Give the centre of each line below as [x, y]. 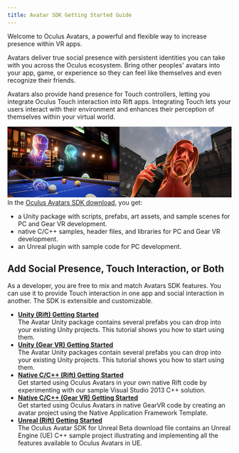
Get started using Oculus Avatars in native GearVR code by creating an [121, 405]
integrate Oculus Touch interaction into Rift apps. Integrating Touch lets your [119, 101]
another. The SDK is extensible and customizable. [80, 301]
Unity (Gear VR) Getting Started [65, 345]
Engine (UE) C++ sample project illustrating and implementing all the [118, 436]
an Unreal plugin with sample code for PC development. [100, 246]
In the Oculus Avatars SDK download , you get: [75, 202]
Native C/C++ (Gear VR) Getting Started [78, 398]
